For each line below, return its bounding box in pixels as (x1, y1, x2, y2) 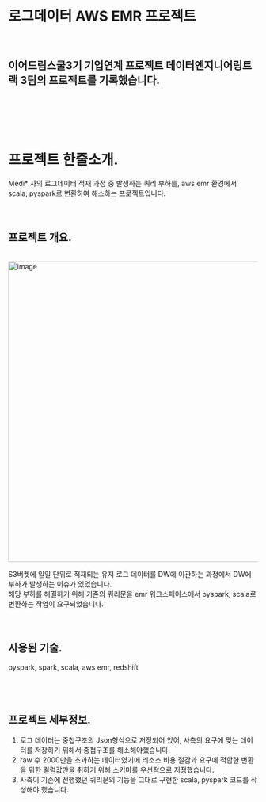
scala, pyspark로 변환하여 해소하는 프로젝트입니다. (8, 188, 166, 198)
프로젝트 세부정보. (8, 712, 91, 726)
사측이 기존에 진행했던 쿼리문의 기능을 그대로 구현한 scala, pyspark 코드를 (19, 775, 249, 785)
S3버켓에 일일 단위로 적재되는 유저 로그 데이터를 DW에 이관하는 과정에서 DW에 (8, 569, 252, 579)
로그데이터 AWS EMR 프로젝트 (8, 7, 196, 25)
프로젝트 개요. (8, 231, 72, 244)
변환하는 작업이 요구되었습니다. (8, 599, 104, 609)
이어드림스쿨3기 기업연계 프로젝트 (8, 59, 164, 72)
